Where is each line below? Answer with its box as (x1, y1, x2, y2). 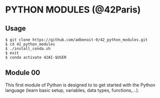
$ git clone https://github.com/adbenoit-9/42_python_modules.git (5, 37, 148, 42)
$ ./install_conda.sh (5, 46, 51, 51)
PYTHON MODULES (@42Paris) (5, 4, 141, 16)
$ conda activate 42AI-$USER (5, 55, 67, 60)
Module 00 (5, 68, 40, 77)
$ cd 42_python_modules (5, 42, 56, 47)
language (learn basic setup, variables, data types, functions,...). (5, 87, 140, 93)
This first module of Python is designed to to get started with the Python (5, 82, 155, 88)
